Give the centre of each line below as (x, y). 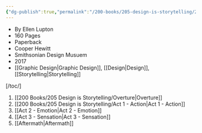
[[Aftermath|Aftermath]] (44, 123)
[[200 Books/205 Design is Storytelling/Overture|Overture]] (88, 97)
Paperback (28, 42)
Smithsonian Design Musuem (51, 54)
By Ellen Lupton (34, 29)
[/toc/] (14, 86)
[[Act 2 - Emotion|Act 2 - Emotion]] (58, 110)
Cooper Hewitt (33, 48)
